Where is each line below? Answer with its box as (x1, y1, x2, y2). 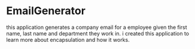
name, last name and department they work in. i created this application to (6, 30, 190, 37)
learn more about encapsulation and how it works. (6, 36, 130, 43)
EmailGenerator (6, 4, 86, 18)
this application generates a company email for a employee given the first (6, 24, 187, 31)
